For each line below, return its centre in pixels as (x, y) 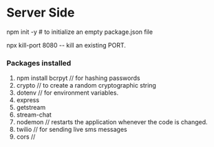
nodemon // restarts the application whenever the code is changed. (112, 122)
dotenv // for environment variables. (67, 93)
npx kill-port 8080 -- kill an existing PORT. (66, 45)
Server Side (41, 13)
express (28, 100)
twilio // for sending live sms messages (72, 130)
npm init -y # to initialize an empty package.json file (79, 32)
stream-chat (34, 115)
